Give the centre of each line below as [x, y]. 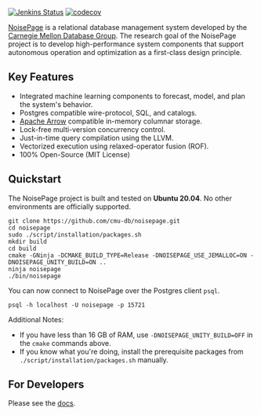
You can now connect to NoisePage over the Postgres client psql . [114, 290]
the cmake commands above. [65, 343]
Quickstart [35, 180]
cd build [22, 248]
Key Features [41, 77]
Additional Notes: [36, 319]
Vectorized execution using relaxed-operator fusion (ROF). [114, 146]
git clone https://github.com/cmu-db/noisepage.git [94, 221]
